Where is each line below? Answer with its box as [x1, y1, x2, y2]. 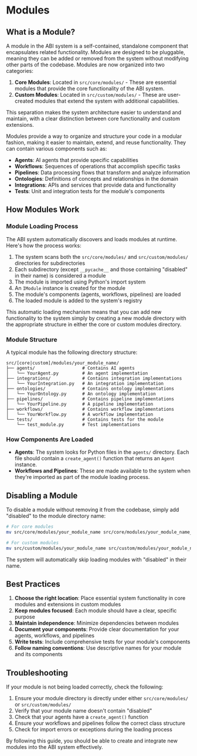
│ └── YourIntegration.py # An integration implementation [6, 380, 164, 386]
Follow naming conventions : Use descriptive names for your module [14, 644, 182, 652]
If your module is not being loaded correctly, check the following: [6, 683, 164, 690]
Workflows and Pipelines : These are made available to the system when [14, 467, 191, 474]
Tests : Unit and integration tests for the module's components [14, 188, 165, 194]
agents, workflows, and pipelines [14, 632, 95, 639]
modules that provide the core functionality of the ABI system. [14, 85, 165, 92]
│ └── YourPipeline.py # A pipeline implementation [6, 401, 154, 407]
